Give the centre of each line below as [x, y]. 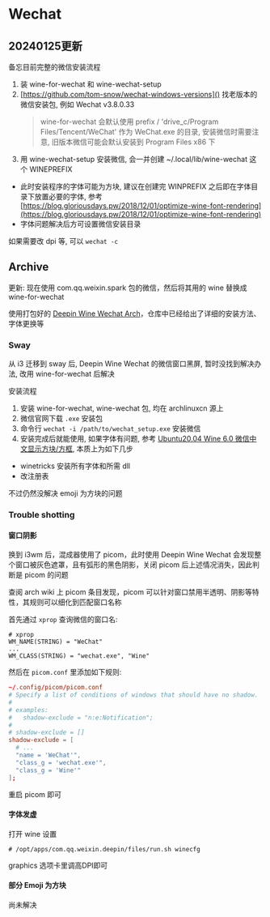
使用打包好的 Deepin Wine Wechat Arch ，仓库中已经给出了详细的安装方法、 [135, 313]
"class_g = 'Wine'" [49, 770]
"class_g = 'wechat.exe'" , [61, 762]
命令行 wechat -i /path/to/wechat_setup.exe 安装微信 [110, 429]
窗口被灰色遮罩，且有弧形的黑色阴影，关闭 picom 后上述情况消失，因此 [134, 565]
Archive [29, 267]
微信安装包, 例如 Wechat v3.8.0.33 [77, 104]
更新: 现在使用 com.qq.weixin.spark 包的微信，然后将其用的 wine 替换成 [128, 288]
